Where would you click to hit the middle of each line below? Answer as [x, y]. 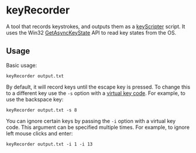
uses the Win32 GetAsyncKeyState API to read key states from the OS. [91, 32]
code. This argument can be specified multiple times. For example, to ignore [98, 127]
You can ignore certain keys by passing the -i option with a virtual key [91, 121]
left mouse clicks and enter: [39, 133]
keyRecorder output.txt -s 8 [42, 110]
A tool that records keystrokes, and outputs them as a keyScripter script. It [96, 26]
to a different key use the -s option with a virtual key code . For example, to [96, 93]
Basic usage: [22, 65]
